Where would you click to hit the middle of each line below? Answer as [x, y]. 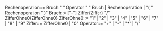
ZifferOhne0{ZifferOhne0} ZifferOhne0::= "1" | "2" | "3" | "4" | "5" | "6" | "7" [82, 18]
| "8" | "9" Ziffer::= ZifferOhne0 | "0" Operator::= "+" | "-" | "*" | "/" [73, 23]
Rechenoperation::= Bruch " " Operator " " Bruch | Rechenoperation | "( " [79, 8]
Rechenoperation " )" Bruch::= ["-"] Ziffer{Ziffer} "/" [58, 13]
